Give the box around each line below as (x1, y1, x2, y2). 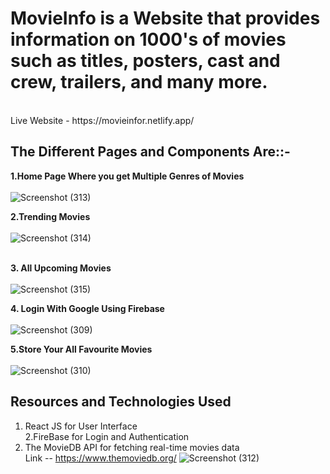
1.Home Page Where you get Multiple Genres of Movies (10, 170, 245, 182)
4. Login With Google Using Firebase (10, 302, 165, 314)
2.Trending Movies (10, 210, 91, 222)
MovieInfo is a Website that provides (10, 7, 321, 30)
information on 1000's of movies (10, 28, 287, 51)
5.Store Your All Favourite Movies (10, 343, 153, 355)
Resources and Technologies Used (10, 393, 232, 411)
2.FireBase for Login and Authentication (24, 430, 190, 442)
